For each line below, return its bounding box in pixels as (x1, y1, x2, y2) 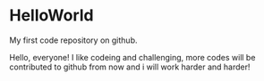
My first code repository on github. (9, 35, 138, 45)
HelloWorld (9, 5, 94, 26)
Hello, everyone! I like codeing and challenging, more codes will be (9, 52, 256, 62)
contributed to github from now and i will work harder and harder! (9, 61, 251, 72)
